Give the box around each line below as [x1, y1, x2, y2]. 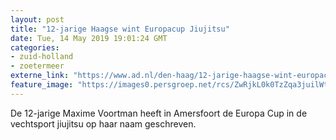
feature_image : [10, 80, 74, 90]
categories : [10, 42, 60, 53]
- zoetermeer [10, 61, 65, 71]
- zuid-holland [10, 52, 74, 62]
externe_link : [10, 71, 70, 81]
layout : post [10, 14, 65, 25]
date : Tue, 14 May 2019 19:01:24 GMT [10, 33, 168, 43]
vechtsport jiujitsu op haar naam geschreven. [10, 117, 197, 130]
